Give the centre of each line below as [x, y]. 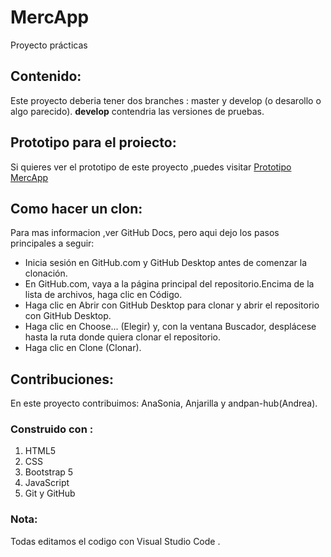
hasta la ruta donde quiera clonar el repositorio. [122, 337]
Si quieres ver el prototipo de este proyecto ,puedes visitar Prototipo [151, 167]
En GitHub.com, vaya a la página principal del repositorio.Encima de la [169, 284]
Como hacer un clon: [76, 208]
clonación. [46, 273]
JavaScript [47, 483]
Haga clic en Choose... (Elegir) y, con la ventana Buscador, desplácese [170, 327]
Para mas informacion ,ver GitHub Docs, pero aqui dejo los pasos [145, 233]
